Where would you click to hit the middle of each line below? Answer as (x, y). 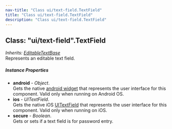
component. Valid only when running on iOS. (60, 110)
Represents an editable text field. (40, 58)
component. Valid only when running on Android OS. (68, 94)
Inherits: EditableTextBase (33, 53)
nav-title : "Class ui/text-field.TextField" (54, 10)
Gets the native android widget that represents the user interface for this (89, 88)
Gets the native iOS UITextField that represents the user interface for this (90, 105)
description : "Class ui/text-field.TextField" (56, 20)
